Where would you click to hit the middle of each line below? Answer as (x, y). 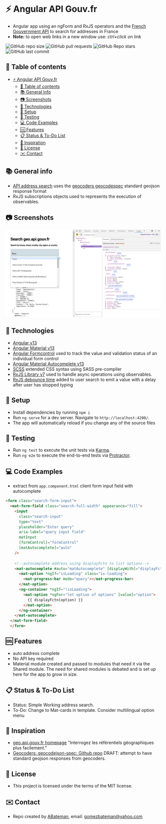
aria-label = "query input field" (52, 532)
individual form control (35, 358)
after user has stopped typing (43, 385)
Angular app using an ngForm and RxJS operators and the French (79, 26)
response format (30, 191)
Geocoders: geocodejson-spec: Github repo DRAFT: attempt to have (82, 753)
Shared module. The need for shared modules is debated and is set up (84, 669)
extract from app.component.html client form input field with (73, 486)
